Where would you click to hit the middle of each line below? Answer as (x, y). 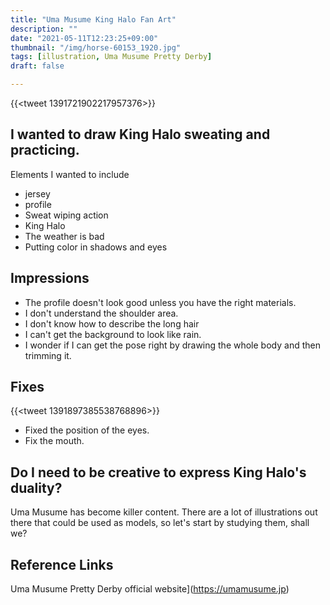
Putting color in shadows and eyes (96, 247)
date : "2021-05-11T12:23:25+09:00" (84, 38)
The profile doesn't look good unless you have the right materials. (160, 302)
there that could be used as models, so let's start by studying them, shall (160, 523)
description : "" (44, 29)
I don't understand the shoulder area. (101, 313)
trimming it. (48, 355)
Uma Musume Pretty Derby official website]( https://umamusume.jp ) (150, 589)
